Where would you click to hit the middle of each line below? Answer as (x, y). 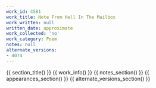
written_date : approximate (40, 28)
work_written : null (30, 22)
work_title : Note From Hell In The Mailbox (61, 17)
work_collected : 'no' (33, 34)
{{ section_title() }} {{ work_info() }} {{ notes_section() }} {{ (78, 72)
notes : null (21, 45)
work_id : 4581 (24, 12)
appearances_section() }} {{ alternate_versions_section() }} (78, 79)
